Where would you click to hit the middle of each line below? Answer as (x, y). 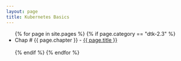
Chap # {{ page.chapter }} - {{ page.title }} (66, 40)
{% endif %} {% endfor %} (47, 52)
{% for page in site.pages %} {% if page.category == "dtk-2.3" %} (95, 33)
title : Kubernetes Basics (38, 17)
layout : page (22, 11)
